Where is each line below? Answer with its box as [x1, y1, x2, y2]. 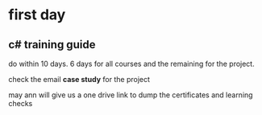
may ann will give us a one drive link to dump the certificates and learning [8, 90, 253, 100]
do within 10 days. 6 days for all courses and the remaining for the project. [8, 59, 256, 68]
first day [8, 6, 66, 24]
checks [8, 99, 33, 108]
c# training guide [8, 38, 96, 51]
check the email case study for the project [8, 75, 151, 84]
